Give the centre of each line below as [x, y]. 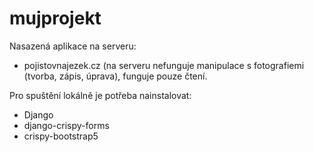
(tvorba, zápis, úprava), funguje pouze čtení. [115, 76]
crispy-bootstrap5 [61, 136]
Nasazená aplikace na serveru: [73, 46]
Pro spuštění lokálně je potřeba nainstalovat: [100, 95]
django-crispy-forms [66, 125]
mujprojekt [55, 18]
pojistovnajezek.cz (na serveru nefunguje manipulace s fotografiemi [164, 65]
